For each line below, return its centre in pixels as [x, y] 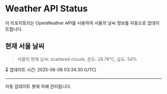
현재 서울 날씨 [25, 46]
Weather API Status [46, 9]
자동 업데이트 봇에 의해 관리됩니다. [38, 86]
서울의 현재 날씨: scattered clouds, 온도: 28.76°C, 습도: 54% [77, 59]
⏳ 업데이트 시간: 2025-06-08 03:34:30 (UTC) [51, 69]
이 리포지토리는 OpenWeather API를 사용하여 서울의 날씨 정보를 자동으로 [76, 23]
